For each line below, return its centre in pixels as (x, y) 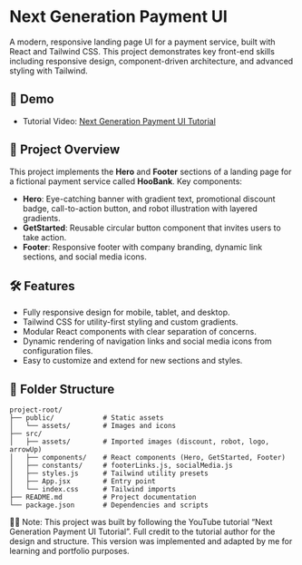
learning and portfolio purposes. (69, 551)
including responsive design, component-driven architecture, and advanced (151, 61)
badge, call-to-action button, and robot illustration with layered (140, 208)
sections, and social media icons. (85, 257)
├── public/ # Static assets (87, 418)
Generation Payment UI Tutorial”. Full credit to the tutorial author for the (142, 531)
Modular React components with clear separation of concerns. (139, 332)
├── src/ (26, 434)
